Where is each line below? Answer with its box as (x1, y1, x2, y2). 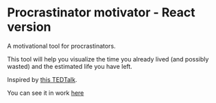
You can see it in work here (7, 89, 84, 97)
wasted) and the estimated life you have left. (7, 62, 132, 70)
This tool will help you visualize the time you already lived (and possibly (7, 55, 209, 63)
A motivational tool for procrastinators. (7, 42, 116, 50)
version (7, 19, 51, 35)
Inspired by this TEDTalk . (7, 75, 77, 83)
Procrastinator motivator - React (7, 5, 195, 20)
